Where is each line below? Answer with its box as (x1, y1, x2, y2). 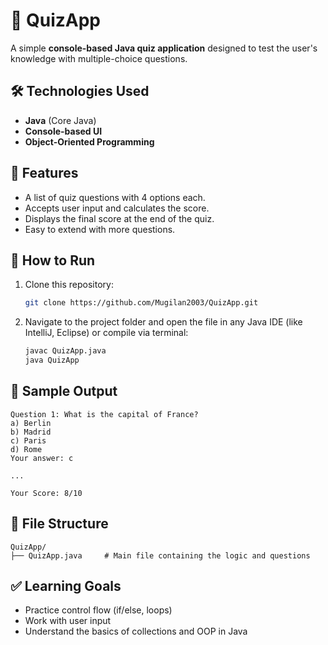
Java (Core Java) (24, 114, 97, 126)
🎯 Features (10, 165, 79, 182)
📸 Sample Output (10, 383, 118, 400)
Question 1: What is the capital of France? (10, 409, 199, 419)
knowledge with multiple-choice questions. (10, 52, 188, 64)
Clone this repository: (24, 279, 114, 291)
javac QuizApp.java (24, 346, 107, 356)
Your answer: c (10, 453, 74, 463)
